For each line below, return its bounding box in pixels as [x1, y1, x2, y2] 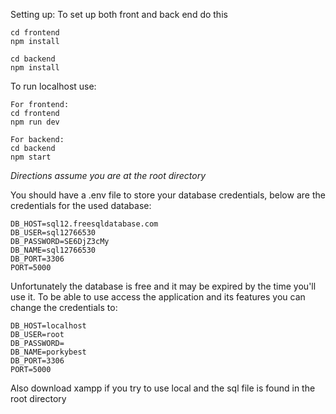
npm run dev [10, 117, 60, 127]
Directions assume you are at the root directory [10, 170, 207, 181]
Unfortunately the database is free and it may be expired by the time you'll [10, 280, 317, 292]
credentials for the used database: [10, 200, 152, 211]
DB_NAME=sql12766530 [10, 245, 97, 255]
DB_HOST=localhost [10, 321, 87, 331]
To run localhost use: [10, 80, 97, 92]
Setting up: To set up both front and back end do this [10, 9, 228, 20]
